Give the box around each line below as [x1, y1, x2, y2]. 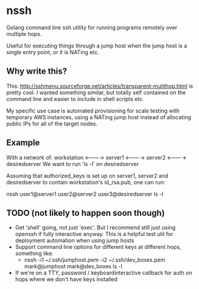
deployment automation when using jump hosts [15, 237, 134, 244]
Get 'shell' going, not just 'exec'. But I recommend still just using [15, 224, 176, 231]
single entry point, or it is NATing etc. [6, 48, 99, 55]
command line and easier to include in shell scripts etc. [6, 95, 144, 102]
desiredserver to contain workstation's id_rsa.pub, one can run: [6, 178, 166, 186]
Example [6, 138, 40, 148]
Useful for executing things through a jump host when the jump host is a [6, 42, 187, 49]
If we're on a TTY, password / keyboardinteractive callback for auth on [15, 269, 193, 277]
